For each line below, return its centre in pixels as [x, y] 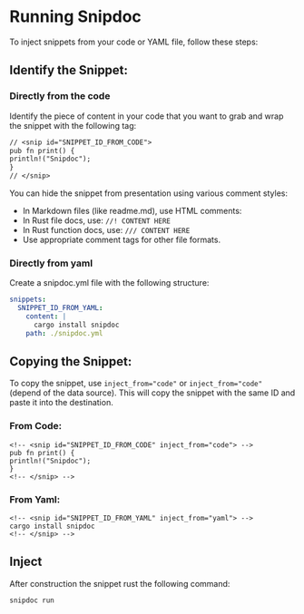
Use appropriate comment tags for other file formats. [121, 239]
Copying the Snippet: [71, 361]
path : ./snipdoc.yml [64, 333]
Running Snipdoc [76, 17]
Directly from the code [60, 96]
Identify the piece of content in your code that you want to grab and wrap [147, 116]
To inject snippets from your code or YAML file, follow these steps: [134, 42]
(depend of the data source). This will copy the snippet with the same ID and [152, 393]
